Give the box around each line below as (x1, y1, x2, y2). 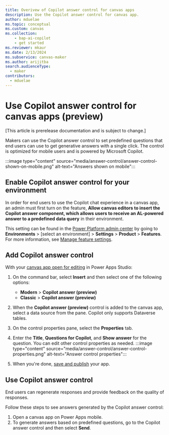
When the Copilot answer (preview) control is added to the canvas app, (12, 305, 163, 311)
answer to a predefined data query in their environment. (5, 215, 124, 222)
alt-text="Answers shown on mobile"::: (55, 163, 136, 169)
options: (12, 279, 30, 285)
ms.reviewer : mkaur (5, 45, 47, 50)
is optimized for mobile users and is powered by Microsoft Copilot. (5, 148, 144, 154)
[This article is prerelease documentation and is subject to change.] (5, 127, 146, 133)
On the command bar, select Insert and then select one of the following (12, 274, 162, 280)
